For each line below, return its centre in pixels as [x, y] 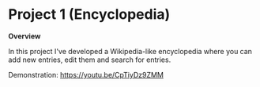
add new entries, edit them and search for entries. [90, 60]
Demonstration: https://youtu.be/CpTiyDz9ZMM [86, 74]
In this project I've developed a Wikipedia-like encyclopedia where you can [130, 51]
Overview [24, 36]
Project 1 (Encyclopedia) [89, 14]
